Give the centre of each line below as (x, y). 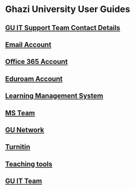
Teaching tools (29, 164)
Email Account (28, 44)
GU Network (25, 130)
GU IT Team (24, 181)
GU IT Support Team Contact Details (63, 28)
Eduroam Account (34, 79)
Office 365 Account (36, 62)
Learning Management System (54, 96)
